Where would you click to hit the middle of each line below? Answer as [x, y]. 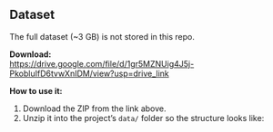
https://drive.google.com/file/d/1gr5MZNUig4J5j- [102, 63]
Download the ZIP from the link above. [94, 108]
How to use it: [36, 90]
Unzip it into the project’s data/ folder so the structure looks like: [143, 118]
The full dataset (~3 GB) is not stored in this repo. [102, 36]
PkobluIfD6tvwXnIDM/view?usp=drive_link [90, 73]
